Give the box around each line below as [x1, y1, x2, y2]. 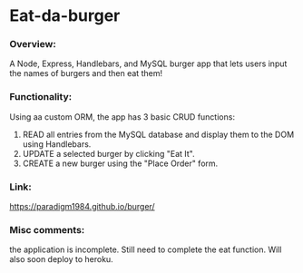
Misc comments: [9, 224, 85, 236]
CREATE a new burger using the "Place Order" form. [22, 158, 219, 169]
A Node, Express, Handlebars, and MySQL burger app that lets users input [9, 58, 288, 69]
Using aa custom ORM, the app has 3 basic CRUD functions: [9, 111, 236, 122]
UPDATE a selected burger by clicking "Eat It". [22, 148, 195, 159]
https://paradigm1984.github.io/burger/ [9, 201, 156, 212]
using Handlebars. [22, 138, 92, 150]
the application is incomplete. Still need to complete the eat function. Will [9, 244, 282, 255]
